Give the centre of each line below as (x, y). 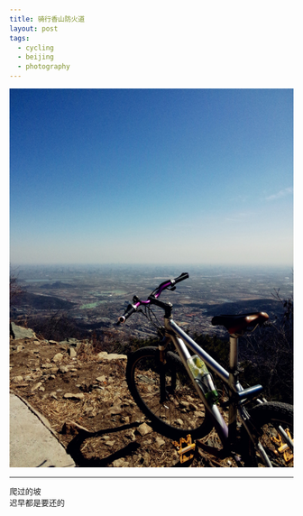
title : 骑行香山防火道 (47, 19)
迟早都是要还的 (37, 502)
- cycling (36, 48)
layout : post (34, 28)
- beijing (36, 57)
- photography (44, 67)
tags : (19, 38)
